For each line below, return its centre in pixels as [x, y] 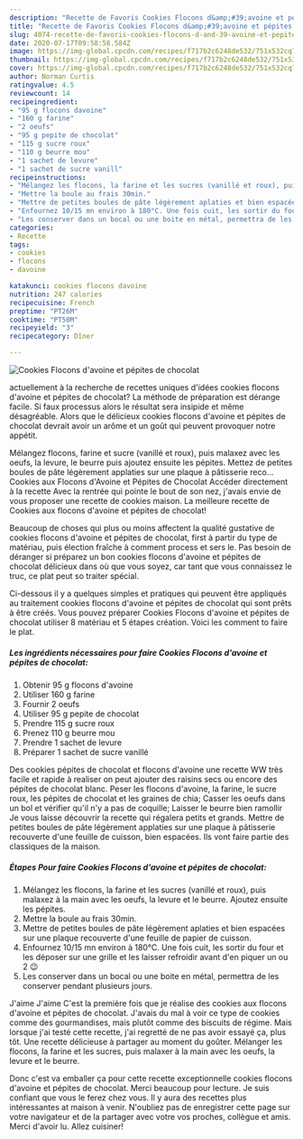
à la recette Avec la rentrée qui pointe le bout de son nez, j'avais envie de [145, 491]
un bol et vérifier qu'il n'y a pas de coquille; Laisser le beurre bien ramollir [146, 808]
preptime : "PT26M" [44, 311]
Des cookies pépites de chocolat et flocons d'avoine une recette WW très [147, 770]
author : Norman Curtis [52, 77]
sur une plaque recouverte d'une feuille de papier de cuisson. [137, 938]
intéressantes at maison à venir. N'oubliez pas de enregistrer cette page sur [150, 1106]
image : [22, 51]
